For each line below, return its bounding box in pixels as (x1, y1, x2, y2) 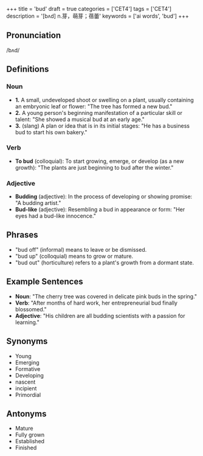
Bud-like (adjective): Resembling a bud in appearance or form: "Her (15, 206, 185, 213)
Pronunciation (6, 30, 61, 41)
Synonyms (6, 336, 48, 347)
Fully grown (15, 431, 45, 438)
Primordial (15, 391, 41, 398)
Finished (15, 444, 37, 452)
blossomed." (15, 305, 47, 313)
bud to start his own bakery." (15, 128, 88, 136)
